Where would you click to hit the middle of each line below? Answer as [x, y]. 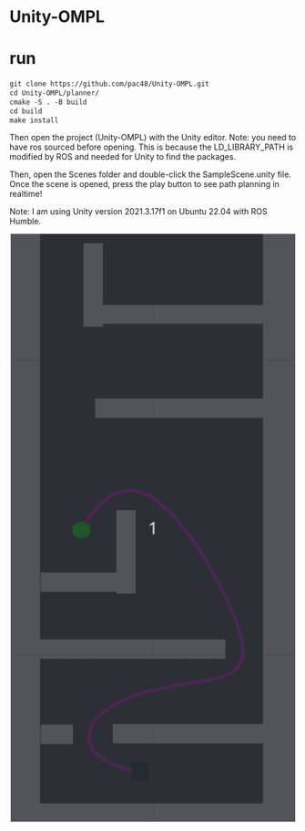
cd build [26, 111]
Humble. [25, 222]
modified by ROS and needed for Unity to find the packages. [123, 157]
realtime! [26, 194]
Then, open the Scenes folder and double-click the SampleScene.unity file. [150, 174]
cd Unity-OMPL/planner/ [55, 93]
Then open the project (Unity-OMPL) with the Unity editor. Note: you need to [153, 138]
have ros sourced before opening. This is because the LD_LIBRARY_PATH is [152, 147]
